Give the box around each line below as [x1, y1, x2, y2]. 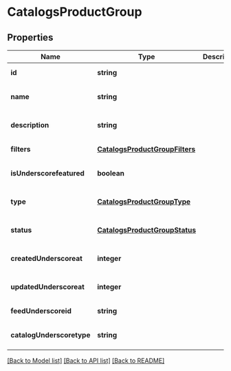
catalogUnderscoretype [10, 330, 91, 339]
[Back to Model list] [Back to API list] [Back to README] [7, 357, 165, 365]
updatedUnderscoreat [10, 282, 85, 291]
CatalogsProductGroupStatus [97, 225, 197, 235]
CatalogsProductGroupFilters [97, 145, 196, 153]
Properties [7, 32, 54, 43]
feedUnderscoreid [10, 306, 72, 315]
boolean [97, 169, 125, 178]
